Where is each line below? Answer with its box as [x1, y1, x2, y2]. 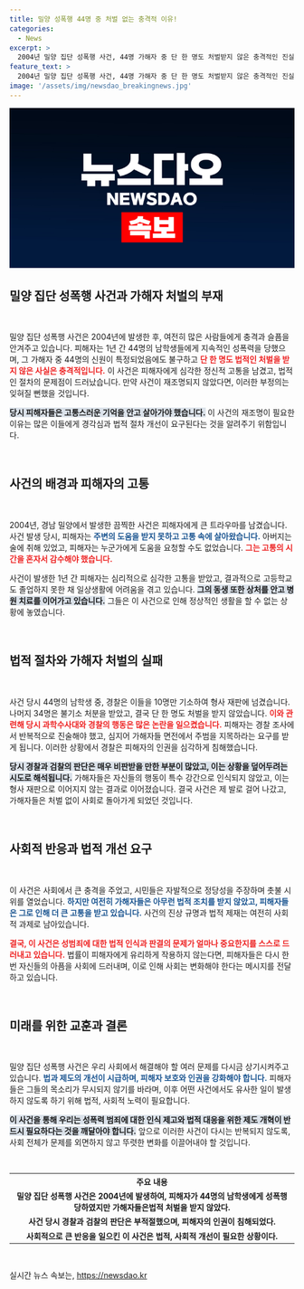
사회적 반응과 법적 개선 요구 [9, 841, 152, 857]
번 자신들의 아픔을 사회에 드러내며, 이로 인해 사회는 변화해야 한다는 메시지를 [9, 960, 275, 971]
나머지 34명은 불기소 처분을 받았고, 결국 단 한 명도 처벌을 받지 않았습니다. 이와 [9, 707, 285, 718]
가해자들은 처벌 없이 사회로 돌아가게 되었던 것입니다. [9, 794, 193, 805]
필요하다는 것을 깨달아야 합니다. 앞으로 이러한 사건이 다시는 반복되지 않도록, [25, 1126, 291, 1137]
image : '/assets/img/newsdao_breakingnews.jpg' [9, 81, 193, 90]
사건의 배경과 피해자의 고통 [9, 476, 149, 492]
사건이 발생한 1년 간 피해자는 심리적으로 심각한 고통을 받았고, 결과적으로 [9, 573, 261, 583]
